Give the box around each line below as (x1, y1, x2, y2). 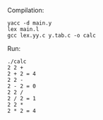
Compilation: (7, 6, 44, 14)
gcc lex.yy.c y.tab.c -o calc (7, 32, 97, 39)
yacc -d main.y (7, 20, 52, 27)
